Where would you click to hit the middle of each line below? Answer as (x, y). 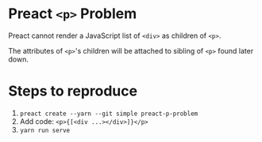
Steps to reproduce (73, 91)
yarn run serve (45, 130)
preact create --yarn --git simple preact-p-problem (109, 114)
